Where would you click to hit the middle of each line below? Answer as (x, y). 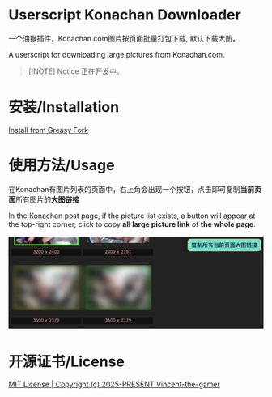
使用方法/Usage (62, 166)
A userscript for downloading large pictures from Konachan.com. (117, 54)
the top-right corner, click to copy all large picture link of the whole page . (132, 224)
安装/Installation (64, 107)
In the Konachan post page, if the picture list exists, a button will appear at (132, 216)
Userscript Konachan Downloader (125, 15)
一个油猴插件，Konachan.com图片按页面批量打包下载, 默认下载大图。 (124, 38)
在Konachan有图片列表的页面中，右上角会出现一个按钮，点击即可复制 (124, 189)
